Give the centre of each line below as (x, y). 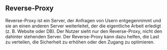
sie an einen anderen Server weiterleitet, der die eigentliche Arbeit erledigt (83, 26)
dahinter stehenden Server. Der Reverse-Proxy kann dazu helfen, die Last (82, 36)
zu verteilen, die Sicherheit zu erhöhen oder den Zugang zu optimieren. (80, 42)
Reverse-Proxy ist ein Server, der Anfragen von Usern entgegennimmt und (83, 20)
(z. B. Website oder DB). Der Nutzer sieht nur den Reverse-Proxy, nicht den (84, 31)
